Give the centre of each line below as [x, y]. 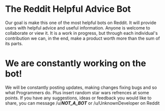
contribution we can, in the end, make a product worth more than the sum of [82, 38]
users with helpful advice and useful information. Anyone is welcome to [78, 28]
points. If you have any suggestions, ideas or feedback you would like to [78, 98]
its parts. [14, 43]
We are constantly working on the [76, 64]
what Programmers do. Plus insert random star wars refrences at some [77, 92]
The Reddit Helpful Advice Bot [68, 9]
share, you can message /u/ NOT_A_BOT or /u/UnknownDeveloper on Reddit [82, 103]
